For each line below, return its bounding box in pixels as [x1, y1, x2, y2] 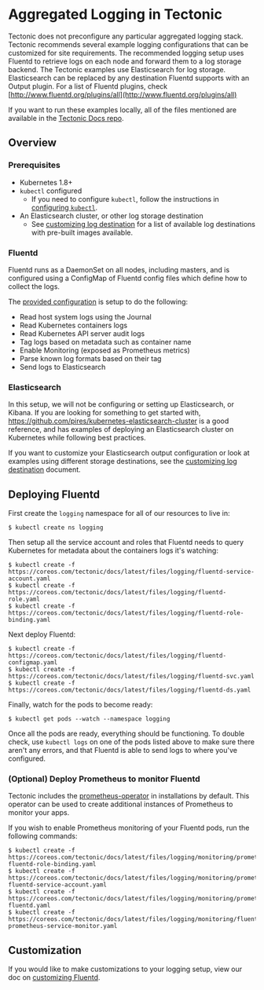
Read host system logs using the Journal [19, 312, 152, 321]
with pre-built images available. [31, 228, 134, 237]
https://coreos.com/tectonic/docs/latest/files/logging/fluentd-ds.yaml [8, 686, 251, 694]
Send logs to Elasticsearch [19, 362, 106, 371]
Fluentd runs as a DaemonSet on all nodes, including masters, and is [8, 265, 230, 274]
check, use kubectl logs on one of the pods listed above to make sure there [8, 737, 255, 747]
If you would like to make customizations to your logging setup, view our [8, 964, 243, 974]
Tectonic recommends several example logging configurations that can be [8, 39, 249, 49]
